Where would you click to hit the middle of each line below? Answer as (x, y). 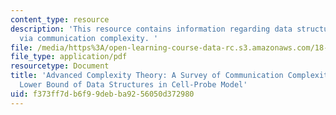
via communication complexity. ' (89, 38)
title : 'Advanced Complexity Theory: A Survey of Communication (147, 76)
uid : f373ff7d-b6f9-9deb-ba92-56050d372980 (102, 94)
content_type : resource (60, 19)
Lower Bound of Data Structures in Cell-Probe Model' (133, 85)
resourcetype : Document (60, 66)
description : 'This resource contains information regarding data (151, 29)
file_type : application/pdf (69, 57)
